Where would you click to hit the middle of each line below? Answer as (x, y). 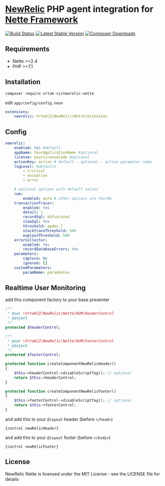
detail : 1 (33, 212)
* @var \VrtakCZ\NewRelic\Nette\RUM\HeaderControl (60, 314)
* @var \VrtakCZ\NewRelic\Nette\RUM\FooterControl (60, 341)
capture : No (35, 259)
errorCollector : (31, 240)
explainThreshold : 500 (46, 235)
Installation (23, 82)
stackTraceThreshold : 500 (50, 231)
